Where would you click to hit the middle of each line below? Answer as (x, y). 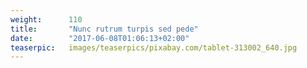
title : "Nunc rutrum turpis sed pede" (104, 29)
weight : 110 (46, 19)
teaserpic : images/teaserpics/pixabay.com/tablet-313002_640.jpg (154, 47)
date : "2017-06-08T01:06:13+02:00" (100, 38)
